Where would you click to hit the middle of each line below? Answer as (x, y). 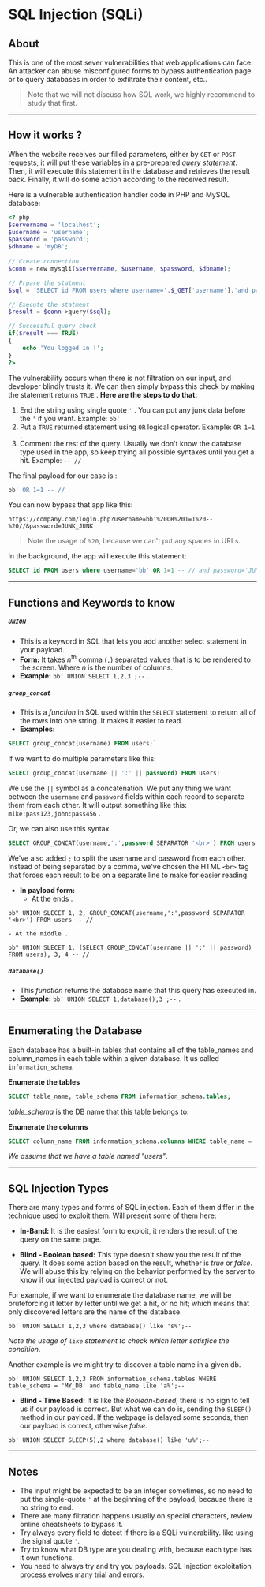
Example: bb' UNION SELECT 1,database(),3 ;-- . (100, 999)
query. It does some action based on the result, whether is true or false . (136, 1263)
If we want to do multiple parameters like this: (82, 759)
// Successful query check (52, 326)
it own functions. (47, 1558)
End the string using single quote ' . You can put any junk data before (132, 410)
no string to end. (46, 1507)
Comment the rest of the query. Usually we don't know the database (131, 443)
